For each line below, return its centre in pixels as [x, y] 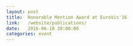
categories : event [29, 34]
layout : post [22, 12]
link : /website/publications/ [46, 23]
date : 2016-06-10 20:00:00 [43, 28]
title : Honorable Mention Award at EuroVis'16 [67, 17]
